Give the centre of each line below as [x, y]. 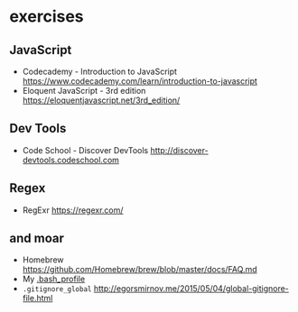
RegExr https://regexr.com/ [73, 210]
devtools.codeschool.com [71, 160]
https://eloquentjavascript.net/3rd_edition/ [101, 100]
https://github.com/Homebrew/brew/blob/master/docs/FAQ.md [140, 270]
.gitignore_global [57, 289]
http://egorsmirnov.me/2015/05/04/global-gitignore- [191, 289]
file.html [37, 298]
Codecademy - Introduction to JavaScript [100, 71]
